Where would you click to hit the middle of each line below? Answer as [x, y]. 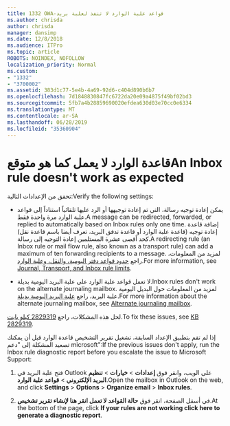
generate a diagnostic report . [60, 415]
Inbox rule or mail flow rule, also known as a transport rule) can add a [115, 246]
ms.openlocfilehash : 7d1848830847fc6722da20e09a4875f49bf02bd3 [100, 97]
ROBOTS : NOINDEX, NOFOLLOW [46, 58]
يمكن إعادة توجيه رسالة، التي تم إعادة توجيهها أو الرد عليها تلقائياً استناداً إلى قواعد [120, 210]
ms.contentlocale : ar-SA [43, 116]
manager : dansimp [32, 33]
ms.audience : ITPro [35, 45]
